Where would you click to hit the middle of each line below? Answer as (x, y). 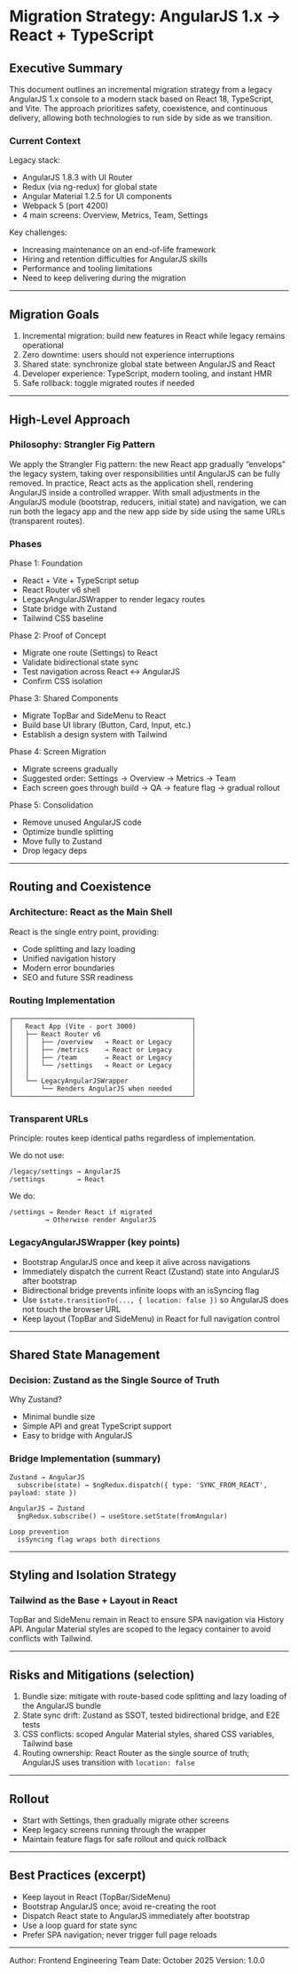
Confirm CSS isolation (63, 681)
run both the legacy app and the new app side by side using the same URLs (147, 511)
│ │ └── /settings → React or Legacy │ (103, 1066)
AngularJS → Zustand (47, 1508)
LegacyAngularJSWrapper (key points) (94, 1243)
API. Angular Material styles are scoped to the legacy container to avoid (140, 1629)
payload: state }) (43, 1493)
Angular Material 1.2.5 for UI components (97, 197)
